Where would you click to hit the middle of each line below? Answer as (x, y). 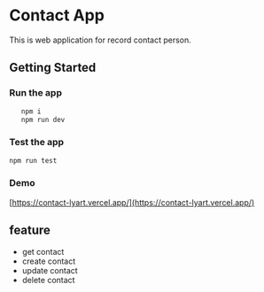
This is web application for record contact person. (101, 40)
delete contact (48, 280)
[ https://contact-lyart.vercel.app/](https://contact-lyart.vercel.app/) (132, 202)
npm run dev (43, 119)
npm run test (33, 160)
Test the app (37, 142)
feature (30, 231)
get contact (43, 251)
